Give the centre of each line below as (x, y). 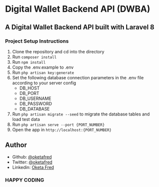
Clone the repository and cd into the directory (58, 51)
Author (16, 145)
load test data (26, 119)
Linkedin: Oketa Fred (33, 167)
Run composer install (34, 57)
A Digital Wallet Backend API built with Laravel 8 (80, 27)
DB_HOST (30, 88)
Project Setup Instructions (37, 41)
